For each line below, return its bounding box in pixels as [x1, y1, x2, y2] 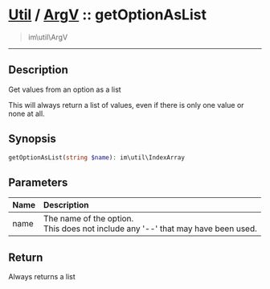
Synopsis [8, 132, 56, 146]
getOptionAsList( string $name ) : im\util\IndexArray [8, 153, 185, 162]
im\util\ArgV [27, 32, 68, 42]
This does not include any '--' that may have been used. [43, 223, 257, 234]
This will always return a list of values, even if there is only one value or [8, 100, 244, 109]
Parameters [8, 175, 68, 189]
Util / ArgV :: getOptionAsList [8, 6, 207, 24]
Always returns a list [8, 272, 76, 282]
